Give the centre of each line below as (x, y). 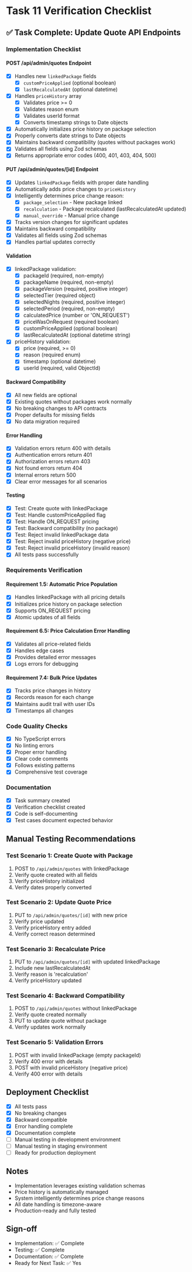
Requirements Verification (44, 570)
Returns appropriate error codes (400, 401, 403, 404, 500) (85, 155)
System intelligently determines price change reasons (79, 1198)
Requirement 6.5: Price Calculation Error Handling (68, 631)
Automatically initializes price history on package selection (85, 129)
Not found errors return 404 (48, 468)
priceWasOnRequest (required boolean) (71, 322)
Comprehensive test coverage (51, 772)
